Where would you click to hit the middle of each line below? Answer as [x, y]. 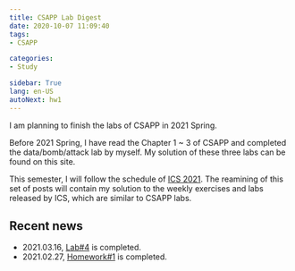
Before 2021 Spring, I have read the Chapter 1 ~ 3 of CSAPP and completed [148, 142]
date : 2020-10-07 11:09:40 [59, 26]
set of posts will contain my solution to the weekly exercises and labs [136, 188]
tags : [19, 34]
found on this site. [42, 161]
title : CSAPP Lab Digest [55, 17]
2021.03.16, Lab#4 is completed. [81, 248]
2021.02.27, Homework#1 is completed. [95, 257]
